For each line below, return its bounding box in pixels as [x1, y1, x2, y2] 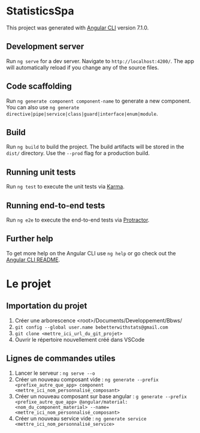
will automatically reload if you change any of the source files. [6, 64, 159, 71]
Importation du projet [6, 301, 87, 311]
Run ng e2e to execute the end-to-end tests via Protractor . [6, 216, 150, 223]
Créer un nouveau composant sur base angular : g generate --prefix [14, 392, 187, 400]
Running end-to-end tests [6, 200, 105, 211]
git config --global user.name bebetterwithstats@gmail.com [14, 324, 168, 330]
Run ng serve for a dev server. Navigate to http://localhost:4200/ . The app [6, 57, 195, 64]
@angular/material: [79, 399, 128, 405]
